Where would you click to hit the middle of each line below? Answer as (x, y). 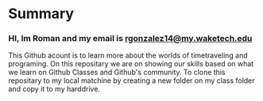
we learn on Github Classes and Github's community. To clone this (117, 73)
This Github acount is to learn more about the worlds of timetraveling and (128, 55)
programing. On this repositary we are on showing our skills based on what (131, 64)
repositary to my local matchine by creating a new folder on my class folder (132, 80)
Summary (41, 14)
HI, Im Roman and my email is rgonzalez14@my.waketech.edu (130, 39)
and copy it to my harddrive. (54, 89)
